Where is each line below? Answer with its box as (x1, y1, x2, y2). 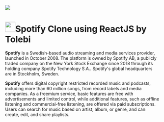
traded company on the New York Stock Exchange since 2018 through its (5, 60, 153, 66)
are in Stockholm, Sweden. (5, 71, 59, 76)
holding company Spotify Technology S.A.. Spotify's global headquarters (5, 66, 153, 72)
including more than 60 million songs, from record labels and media (5, 85, 142, 91)
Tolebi (5, 34, 31, 45)
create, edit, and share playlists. (5, 111, 70, 117)
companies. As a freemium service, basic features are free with (5, 91, 134, 97)
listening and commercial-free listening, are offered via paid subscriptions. (5, 101, 156, 107)
